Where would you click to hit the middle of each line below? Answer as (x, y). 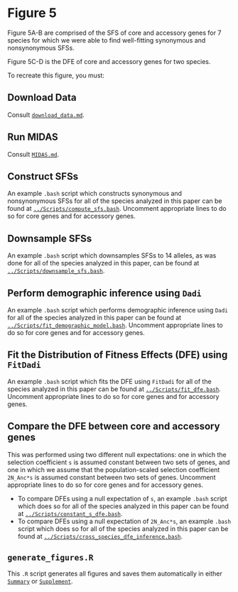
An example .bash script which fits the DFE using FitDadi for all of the (109, 381)
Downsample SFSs (50, 238)
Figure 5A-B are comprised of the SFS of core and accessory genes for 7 (114, 33)
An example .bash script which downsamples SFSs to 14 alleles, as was (112, 256)
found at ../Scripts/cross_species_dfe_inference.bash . (100, 536)
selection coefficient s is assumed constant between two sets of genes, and (119, 462)
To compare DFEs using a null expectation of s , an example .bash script (122, 498)
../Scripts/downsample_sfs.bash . (56, 270)
